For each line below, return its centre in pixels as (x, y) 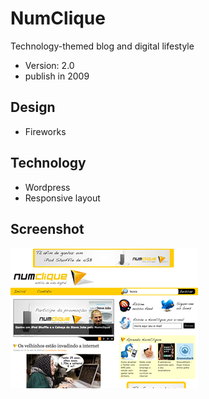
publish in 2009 (57, 76)
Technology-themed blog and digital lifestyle (102, 46)
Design (33, 107)
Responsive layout (62, 198)
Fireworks (45, 131)
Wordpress (47, 187)
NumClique (58, 18)
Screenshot (47, 228)
